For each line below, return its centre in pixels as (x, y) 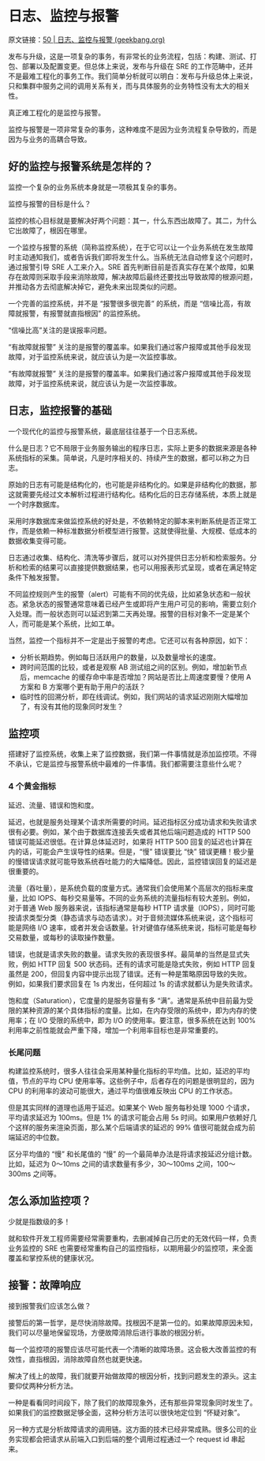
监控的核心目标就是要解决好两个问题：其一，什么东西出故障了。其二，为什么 (132, 220)
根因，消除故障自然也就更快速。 (94, 1359)
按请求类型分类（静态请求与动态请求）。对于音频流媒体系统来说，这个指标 (127, 917)
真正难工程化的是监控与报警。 (56, 112)
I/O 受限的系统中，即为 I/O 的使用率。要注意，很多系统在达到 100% (147, 1020)
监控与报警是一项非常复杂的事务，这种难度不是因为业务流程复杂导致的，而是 (132, 129)
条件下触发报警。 (36, 577)
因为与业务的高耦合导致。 (50, 139)
